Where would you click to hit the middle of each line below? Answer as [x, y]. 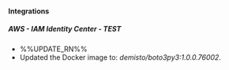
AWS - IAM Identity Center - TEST [65, 29]
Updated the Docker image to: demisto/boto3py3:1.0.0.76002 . [120, 57]
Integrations [29, 11]
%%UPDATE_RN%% [54, 49]
